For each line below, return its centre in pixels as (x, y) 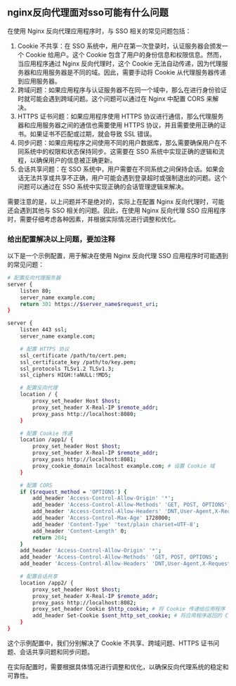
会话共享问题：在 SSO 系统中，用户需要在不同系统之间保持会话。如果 (118, 169)
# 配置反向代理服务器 (34, 278)
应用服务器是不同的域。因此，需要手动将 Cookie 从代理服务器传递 (131, 72)
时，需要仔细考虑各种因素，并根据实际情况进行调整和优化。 (93, 219)
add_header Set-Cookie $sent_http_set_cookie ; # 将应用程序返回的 (127, 616)
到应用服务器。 (39, 81)
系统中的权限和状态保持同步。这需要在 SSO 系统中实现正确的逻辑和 (121, 151)
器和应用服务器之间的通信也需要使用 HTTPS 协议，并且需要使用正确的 (119, 125)
